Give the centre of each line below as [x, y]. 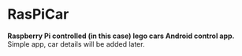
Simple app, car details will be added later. [76, 44]
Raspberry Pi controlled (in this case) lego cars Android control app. [121, 36]
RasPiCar [38, 14]
